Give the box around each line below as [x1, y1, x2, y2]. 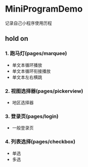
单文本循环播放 [12, 62, 42, 68]
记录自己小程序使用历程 [5, 20, 52, 26]
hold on [5, 35, 28, 43]
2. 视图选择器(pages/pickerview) [5, 88, 84, 94]
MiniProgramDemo [5, 3, 83, 15]
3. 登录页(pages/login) [5, 113, 59, 120]
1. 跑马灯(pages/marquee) [5, 50, 67, 57]
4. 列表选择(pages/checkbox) [5, 138, 75, 145]
